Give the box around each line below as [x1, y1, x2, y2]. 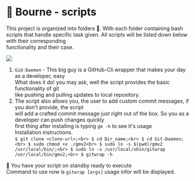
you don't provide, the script [14, 103, 84, 111]
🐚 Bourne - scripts [6, 5, 97, 19]
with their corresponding [6, 37, 66, 44]
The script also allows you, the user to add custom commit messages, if [14, 97, 190, 104]
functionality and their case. [6, 44, 74, 51]
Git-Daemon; [154, 136, 184, 142]
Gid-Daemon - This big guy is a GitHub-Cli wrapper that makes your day [14, 66, 186, 73]
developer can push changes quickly [14, 116, 105, 123]
